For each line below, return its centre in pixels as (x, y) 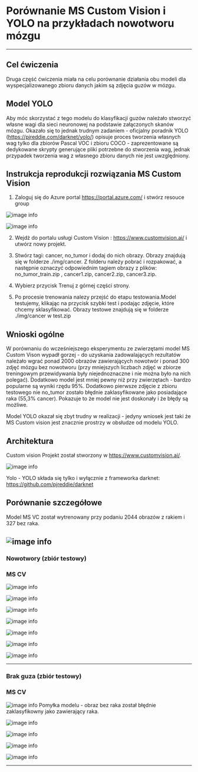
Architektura (30, 441)
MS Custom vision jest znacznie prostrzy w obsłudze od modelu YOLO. (92, 423)
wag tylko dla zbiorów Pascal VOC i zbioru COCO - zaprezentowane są (92, 143)
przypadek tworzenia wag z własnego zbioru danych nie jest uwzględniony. (98, 155)
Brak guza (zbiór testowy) (44, 677)
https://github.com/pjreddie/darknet (50, 484)
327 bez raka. (23, 523)
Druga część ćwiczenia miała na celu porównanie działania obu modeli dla (96, 79)
